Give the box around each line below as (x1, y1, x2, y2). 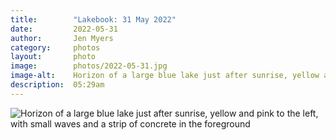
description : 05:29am (10, 80, 105, 90)
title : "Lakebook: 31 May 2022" (10, 14, 177, 25)
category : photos (10, 42, 101, 53)
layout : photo (10, 52, 97, 62)
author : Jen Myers (10, 33, 114, 43)
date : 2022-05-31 (10, 24, 118, 34)
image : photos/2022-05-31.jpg (10, 61, 168, 71)
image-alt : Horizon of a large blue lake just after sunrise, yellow (10, 71, 320, 81)
